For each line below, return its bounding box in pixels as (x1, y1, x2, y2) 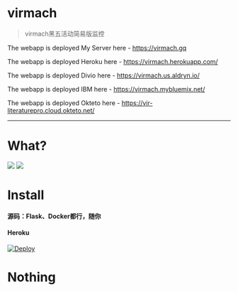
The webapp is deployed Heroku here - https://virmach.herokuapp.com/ (7, 57, 218, 65)
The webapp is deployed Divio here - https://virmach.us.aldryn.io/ (7, 71, 200, 80)
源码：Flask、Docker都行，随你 (7, 212, 101, 220)
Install (7, 187, 45, 203)
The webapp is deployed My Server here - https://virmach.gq (7, 43, 187, 52)
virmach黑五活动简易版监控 (24, 29, 105, 38)
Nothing (7, 269, 56, 286)
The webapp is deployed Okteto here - (7, 98, 120, 107)
